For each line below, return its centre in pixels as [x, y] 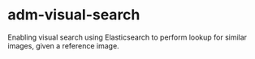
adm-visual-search [74, 15]
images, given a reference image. [63, 45]
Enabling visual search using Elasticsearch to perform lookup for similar [127, 37]
